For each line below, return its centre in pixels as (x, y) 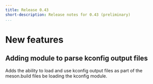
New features (34, 40)
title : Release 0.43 (27, 10)
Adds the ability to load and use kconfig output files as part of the (74, 70)
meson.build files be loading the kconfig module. (56, 76)
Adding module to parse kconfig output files (77, 58)
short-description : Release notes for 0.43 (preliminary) (68, 15)
